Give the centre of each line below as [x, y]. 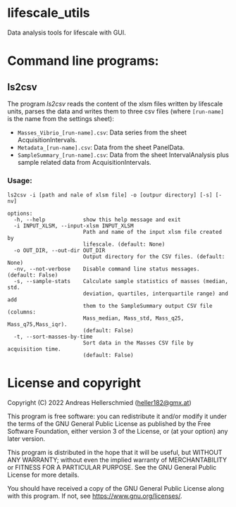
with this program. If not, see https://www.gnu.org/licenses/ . [95, 496]
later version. [26, 439]
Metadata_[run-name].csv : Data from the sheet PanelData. [101, 147]
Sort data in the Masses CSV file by [138, 343]
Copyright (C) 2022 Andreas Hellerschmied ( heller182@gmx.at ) [99, 403]
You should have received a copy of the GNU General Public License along [116, 489]
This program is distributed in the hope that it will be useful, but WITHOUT [115, 453]
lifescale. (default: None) [124, 244]
